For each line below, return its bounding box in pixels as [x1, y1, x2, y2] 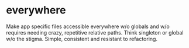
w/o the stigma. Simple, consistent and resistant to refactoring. [6, 35, 158, 42]
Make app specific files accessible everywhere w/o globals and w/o [6, 23, 170, 30]
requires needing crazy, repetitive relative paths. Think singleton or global [6, 29, 184, 36]
